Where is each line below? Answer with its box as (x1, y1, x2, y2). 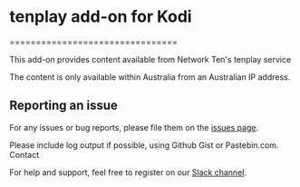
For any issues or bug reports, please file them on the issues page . (9, 122, 259, 133)
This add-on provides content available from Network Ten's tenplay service (9, 54, 292, 64)
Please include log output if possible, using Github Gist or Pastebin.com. (9, 139, 279, 151)
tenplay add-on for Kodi (9, 6, 192, 27)
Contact (9, 149, 39, 160)
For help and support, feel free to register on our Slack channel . (9, 166, 247, 178)
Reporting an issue (9, 98, 118, 113)
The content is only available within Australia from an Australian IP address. (9, 71, 291, 83)
